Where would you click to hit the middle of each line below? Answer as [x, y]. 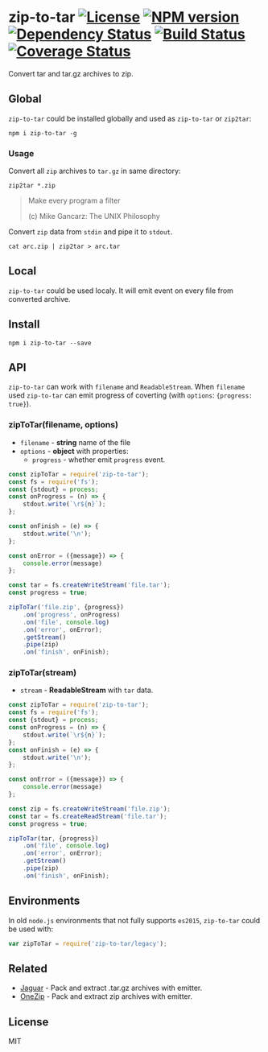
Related [28, 969]
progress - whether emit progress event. [99, 460]
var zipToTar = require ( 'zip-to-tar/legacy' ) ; [88, 943]
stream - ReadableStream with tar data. [87, 690]
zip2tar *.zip [32, 186]
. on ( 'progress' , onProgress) [72, 615]
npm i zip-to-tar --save [50, 343]
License [29, 1022]
